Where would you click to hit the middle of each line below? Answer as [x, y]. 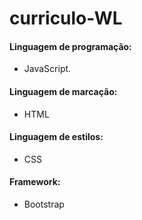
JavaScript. [47, 69]
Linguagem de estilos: [56, 137]
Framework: [35, 182]
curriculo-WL [66, 18]
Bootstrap [44, 204]
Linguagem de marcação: [63, 91]
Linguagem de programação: [70, 46]
